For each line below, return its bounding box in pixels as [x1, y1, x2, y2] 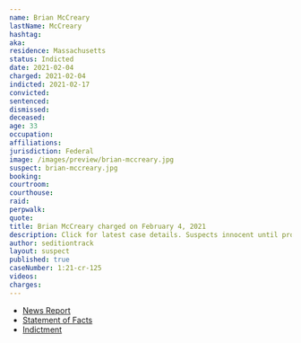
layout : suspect [9, 247, 70, 256]
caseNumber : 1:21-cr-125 [9, 264, 102, 273]
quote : [9, 213, 34, 223]
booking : [9, 171, 42, 180]
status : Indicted [9, 55, 74, 64]
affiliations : [9, 138, 63, 147]
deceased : [9, 113, 47, 122]
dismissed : [9, 105, 50, 114]
